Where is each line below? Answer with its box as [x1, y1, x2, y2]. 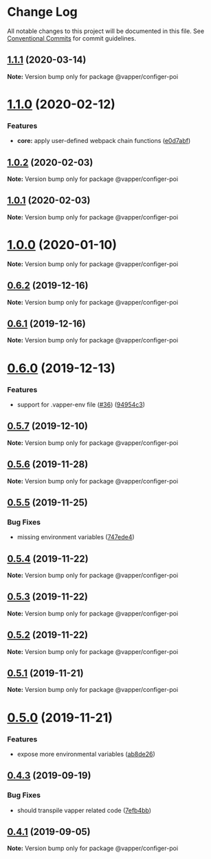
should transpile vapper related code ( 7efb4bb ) [16, 806, 152, 814]
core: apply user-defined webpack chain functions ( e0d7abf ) [16, 137, 191, 145]
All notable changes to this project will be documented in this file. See [7, 27, 205, 35]
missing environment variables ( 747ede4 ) [16, 533, 135, 541]
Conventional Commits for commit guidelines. [7, 34, 136, 42]
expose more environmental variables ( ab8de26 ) [16, 750, 156, 758]
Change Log [7, 4, 78, 20]
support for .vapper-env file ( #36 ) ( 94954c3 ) [16, 400, 146, 409]
